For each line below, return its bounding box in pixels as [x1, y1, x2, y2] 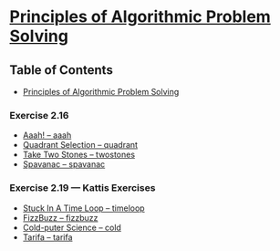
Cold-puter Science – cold [22, 222, 121, 233]
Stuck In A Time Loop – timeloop [22, 203, 145, 214]
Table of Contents [9, 62, 114, 78]
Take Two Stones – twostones [22, 149, 135, 161]
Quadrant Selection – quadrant [22, 140, 139, 151]
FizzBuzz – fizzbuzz [22, 212, 99, 223]
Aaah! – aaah [22, 130, 72, 141]
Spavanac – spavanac [22, 159, 106, 170]
